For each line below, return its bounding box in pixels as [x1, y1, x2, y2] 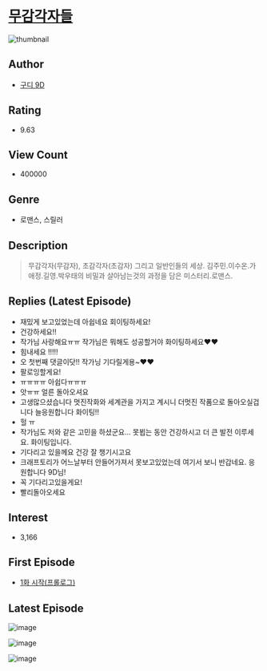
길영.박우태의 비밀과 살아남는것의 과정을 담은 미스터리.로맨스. [42, 271, 233, 281]
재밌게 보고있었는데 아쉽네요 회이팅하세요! [19, 317, 151, 326]
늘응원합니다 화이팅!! [34, 406, 100, 417]
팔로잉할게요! [19, 366, 62, 377]
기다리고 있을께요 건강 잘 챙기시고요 [19, 447, 132, 457]
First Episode [8, 556, 76, 569]
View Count [8, 148, 68, 161]
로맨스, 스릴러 [19, 215, 64, 224]
